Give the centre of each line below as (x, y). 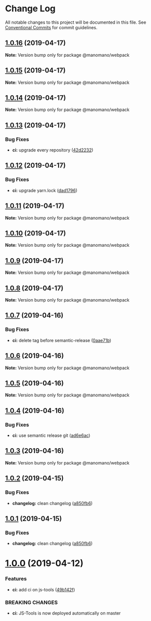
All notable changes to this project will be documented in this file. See (76, 22)
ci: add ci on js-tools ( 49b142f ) (44, 589)
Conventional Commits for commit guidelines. (51, 27)
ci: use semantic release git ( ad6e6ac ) (51, 435)
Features (16, 579)
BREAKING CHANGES (31, 602)
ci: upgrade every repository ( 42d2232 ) (53, 150)
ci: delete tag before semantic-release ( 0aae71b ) (62, 340)
